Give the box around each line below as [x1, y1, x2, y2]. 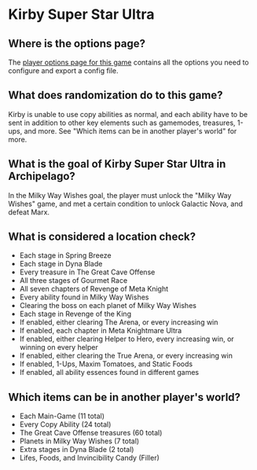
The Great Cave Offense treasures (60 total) [19, 428, 163, 438]
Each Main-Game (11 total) [19, 411, 105, 421]
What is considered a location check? [8, 230, 196, 244]
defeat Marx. [8, 207, 50, 217]
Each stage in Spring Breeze [19, 251, 112, 260]
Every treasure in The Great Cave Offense [19, 267, 156, 277]
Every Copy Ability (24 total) [19, 420, 112, 429]
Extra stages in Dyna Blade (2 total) [19, 445, 134, 454]
